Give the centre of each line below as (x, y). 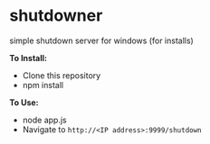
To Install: (29, 58)
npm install (43, 85)
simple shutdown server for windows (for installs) (102, 40)
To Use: (24, 102)
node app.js (44, 120)
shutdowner (56, 16)
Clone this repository (62, 75)
